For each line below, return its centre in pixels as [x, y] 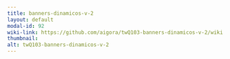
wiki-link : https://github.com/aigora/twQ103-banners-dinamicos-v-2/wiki [115, 32]
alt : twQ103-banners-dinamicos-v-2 [58, 45]
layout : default [30, 20]
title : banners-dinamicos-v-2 [51, 13]
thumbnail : [23, 39]
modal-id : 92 [26, 26]
